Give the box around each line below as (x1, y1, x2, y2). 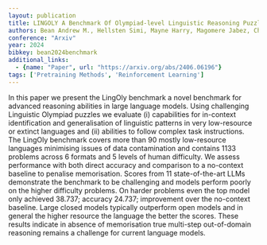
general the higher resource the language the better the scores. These (8, 211, 239, 220)
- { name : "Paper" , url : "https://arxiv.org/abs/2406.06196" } (15, 64, 222, 72)
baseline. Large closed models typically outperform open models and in (8, 202, 244, 212)
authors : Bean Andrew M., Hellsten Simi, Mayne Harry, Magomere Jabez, (8, 26, 250, 34)
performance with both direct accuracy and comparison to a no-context (8, 160, 244, 169)
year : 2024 (8, 41, 44, 49)
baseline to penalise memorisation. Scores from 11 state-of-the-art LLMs (8, 169, 246, 178)
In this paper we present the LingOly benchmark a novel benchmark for (8, 92, 242, 102)
